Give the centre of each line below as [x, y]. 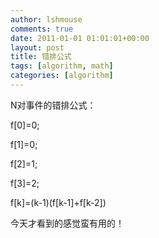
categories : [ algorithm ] [62, 76]
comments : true [42, 29]
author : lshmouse [46, 19]
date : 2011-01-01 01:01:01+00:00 [80, 38]
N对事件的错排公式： [53, 105]
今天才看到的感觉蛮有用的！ [67, 223]
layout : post [37, 47]
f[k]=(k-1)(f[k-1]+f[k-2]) [58, 202]
